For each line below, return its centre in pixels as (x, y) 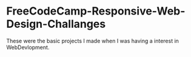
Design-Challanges (56, 24)
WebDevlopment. (28, 47)
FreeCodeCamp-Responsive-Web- (96, 11)
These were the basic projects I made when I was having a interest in (92, 41)
